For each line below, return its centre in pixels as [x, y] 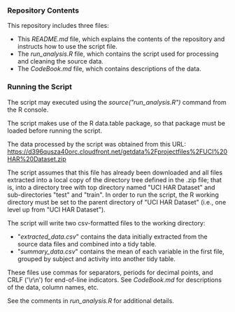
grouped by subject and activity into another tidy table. [97, 259]
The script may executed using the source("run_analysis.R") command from [117, 102]
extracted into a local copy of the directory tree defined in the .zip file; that [115, 179]
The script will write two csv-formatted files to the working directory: [106, 223]
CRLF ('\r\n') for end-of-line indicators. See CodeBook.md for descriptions [115, 280]
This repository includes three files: [58, 26]
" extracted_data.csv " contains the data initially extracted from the [112, 237]
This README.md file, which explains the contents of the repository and [121, 39]
